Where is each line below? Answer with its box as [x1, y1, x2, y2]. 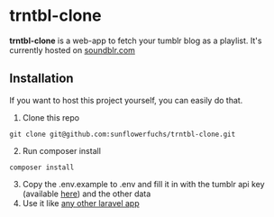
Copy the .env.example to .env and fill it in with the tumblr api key [22, 178, 265, 189]
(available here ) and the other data [22, 188, 151, 199]
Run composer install [22, 145, 102, 156]
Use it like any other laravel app [22, 197, 140, 208]
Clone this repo [22, 112, 79, 122]
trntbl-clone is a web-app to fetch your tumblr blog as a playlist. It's [9, 35, 262, 46]
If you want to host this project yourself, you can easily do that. [9, 95, 243, 105]
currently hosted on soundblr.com [9, 44, 135, 55]
